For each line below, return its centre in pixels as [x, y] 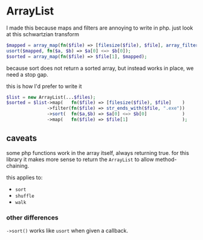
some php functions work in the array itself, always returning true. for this [98, 153]
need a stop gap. [27, 74]
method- [166, 159]
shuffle [24, 196]
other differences [32, 217]
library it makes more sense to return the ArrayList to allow [80, 159]
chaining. [18, 166]
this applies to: [24, 177]
